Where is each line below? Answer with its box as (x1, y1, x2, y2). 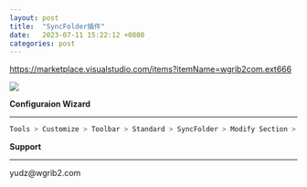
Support (9, 141, 42, 152)
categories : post (9, 38, 76, 48)
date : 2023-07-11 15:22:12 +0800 (9, 30, 145, 39)
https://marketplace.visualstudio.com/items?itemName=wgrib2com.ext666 (9, 64, 292, 75)
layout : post (9, 13, 59, 23)
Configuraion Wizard (9, 99, 91, 109)
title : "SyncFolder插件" (9, 22, 105, 31)
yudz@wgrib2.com (9, 168, 81, 179)
